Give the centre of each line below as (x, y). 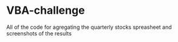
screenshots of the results (39, 33)
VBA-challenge (46, 10)
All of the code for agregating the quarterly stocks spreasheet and (89, 27)
